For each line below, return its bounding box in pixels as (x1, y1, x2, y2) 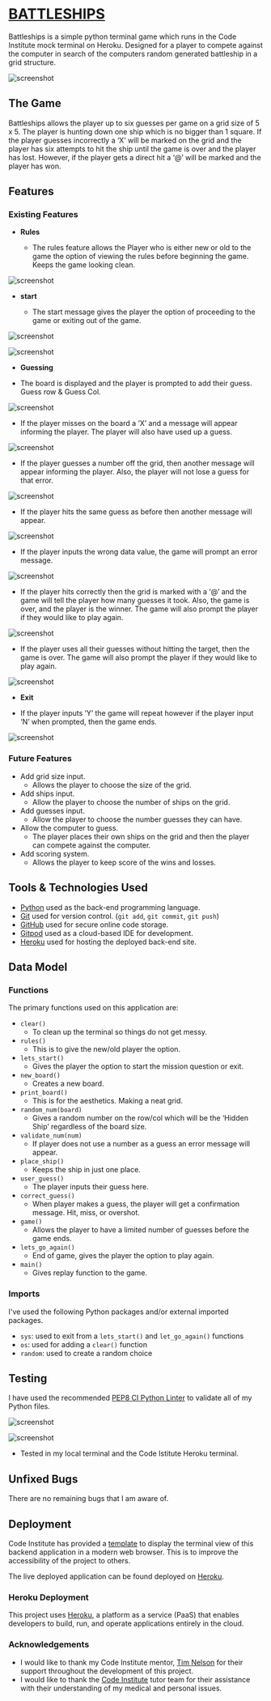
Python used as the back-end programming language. (19, 902, 201, 912)
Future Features (8, 753, 73, 764)
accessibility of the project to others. (8, 1555, 131, 1565)
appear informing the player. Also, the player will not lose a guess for (19, 467, 249, 477)
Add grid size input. (19, 771, 86, 781)
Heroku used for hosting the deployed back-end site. (19, 937, 197, 946)
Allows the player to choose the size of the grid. (32, 780, 192, 789)
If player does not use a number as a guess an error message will (32, 1139, 251, 1149)
